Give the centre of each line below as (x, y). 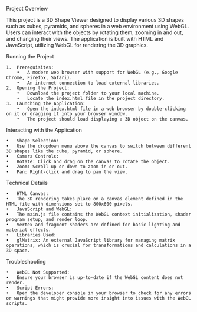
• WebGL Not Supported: (38, 272)
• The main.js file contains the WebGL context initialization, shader (99, 214)
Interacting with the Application (44, 130)
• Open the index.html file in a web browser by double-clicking (101, 109)
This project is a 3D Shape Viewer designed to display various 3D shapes (95, 20)
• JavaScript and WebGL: (39, 209)
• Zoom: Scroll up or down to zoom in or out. (67, 167)
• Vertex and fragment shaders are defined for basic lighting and (93, 225)
